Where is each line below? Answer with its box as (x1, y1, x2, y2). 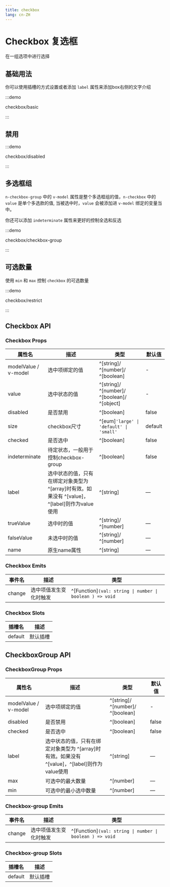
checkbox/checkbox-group (5, 237, 62, 243)
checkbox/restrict (5, 297, 42, 303)
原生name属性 (48, 547, 82, 554)
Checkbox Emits (5, 562, 47, 569)
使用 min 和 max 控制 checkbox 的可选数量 (5, 277, 89, 283)
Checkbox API (5, 322, 51, 330)
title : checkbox (5, 7, 39, 13)
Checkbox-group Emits (5, 802, 64, 809)
